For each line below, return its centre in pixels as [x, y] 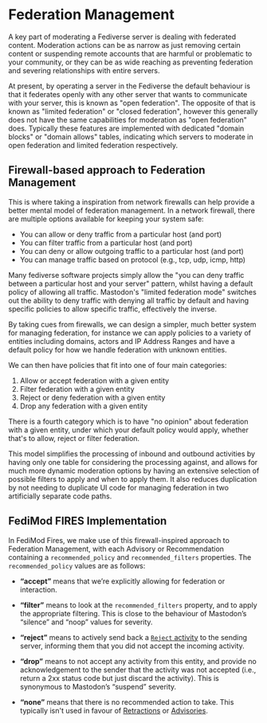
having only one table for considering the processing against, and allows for [133, 462]
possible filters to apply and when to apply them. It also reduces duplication [133, 479]
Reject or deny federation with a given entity [92, 397]
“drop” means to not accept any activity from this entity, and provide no [138, 661]
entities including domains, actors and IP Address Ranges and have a [122, 341]
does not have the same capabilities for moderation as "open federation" [128, 119]
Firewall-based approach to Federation [107, 170]
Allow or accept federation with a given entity [94, 381]
